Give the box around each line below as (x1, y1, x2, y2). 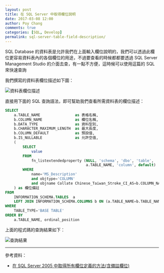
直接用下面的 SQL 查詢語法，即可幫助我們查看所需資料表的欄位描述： (5, 98, 144, 104)
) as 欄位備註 (14, 185, 40, 190)
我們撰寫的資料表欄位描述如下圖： (5, 77, 74, 83)
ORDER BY (5, 213, 23, 218)
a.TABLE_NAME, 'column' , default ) (85, 163, 156, 168)
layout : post (5, 7, 32, 12)
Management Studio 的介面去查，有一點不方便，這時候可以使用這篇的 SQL (5, 61, 155, 67)
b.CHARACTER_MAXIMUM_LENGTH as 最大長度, (14, 126, 99, 131)
